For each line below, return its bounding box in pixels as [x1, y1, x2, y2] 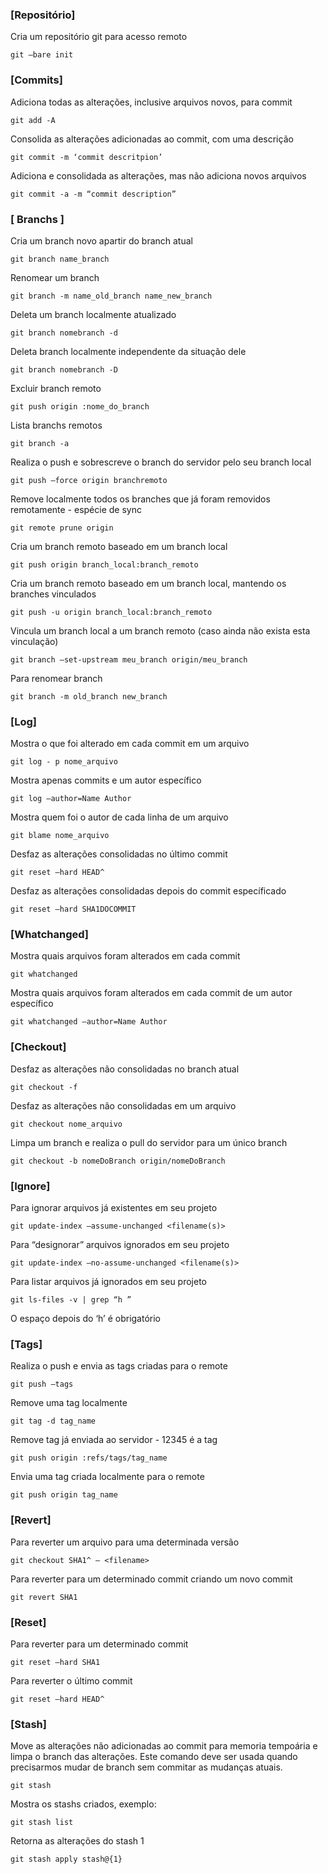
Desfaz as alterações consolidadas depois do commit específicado [10, 885, 287, 897]
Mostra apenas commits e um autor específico [10, 774, 202, 787]
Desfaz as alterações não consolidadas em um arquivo [10, 1099, 237, 1112]
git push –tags [10, 1379, 74, 1390]
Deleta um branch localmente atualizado [10, 308, 177, 320]
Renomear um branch [10, 271, 100, 283]
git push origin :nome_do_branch [10, 401, 150, 412]
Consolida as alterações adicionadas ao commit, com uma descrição [10, 133, 294, 145]
